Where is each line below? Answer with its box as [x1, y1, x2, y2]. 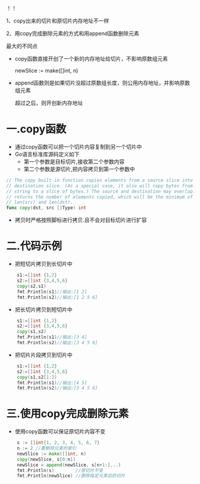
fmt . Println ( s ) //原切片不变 [17, 467, 103, 473]
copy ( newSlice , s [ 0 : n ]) [17, 456, 76, 462]
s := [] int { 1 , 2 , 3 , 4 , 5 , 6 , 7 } [17, 440, 100, 446]
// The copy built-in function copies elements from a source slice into [6, 177, 193, 183]
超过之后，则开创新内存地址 [14, 99, 83, 106]
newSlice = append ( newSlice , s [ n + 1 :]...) [17, 462, 121, 468]
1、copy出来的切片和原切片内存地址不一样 [6, 17, 110, 24]
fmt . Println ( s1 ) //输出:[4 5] [17, 379, 87, 386]
